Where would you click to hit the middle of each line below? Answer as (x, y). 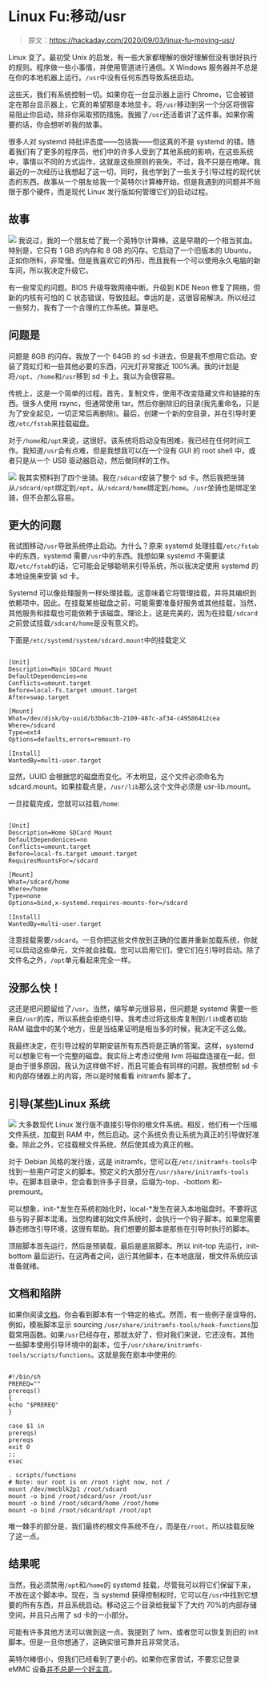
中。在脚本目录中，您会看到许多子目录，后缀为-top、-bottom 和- (115, 1182)
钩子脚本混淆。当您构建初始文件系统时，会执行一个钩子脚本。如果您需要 (141, 1219)
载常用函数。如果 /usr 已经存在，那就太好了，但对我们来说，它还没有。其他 (131, 1334)
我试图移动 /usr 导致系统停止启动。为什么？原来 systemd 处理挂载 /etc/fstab (134, 546)
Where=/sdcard (32, 726)
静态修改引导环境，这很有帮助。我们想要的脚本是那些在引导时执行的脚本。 (131, 1229)
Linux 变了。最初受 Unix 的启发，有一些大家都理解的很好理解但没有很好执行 (133, 57)
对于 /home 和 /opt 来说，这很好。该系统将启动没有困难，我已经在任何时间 (126, 440)
